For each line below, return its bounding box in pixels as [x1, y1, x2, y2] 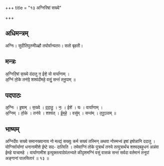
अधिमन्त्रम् [5, 29, 28, 38]
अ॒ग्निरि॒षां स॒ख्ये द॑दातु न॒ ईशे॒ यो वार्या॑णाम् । [5, 71, 70, 77]
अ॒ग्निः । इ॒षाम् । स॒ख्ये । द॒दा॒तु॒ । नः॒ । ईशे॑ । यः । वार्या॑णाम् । [5, 104, 103, 110]
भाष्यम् [5, 125, 19, 133]
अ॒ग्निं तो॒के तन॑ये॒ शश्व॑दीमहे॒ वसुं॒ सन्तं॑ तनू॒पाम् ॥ [5, 76, 76, 82]
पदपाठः [5, 91, 21, 100]
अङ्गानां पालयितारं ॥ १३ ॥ [5, 155, 49, 161]
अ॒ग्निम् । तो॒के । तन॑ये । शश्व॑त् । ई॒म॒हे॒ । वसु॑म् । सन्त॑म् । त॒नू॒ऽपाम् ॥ [5, 110, 116, 116]
